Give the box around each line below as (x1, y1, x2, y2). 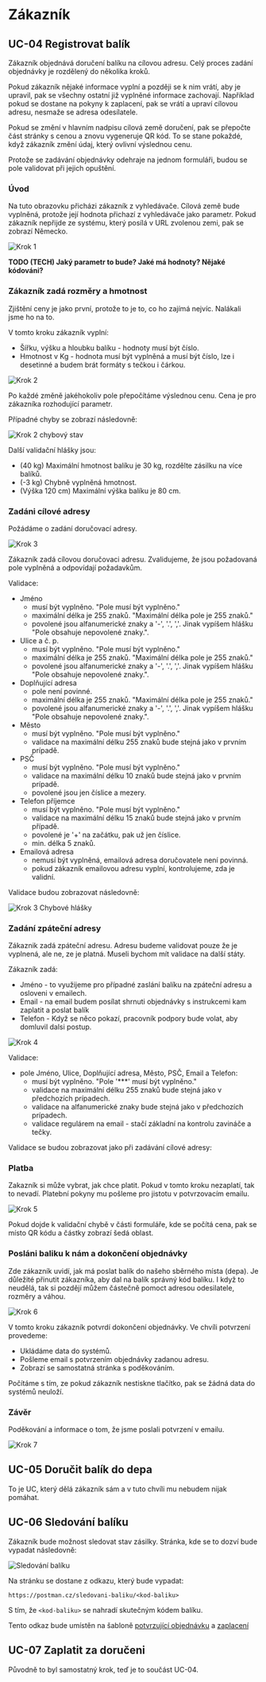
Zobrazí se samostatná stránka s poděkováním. (19, 1363, 175, 1372)
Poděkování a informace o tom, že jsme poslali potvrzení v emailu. (8, 1425, 225, 1434)
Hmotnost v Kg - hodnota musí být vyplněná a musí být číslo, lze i (19, 351, 235, 361)
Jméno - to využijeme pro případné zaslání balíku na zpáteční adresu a (19, 980, 253, 990)
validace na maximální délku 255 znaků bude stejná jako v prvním (31, 737, 247, 746)
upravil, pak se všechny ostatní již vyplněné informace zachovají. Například (8, 91, 255, 100)
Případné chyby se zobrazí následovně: (8, 415, 137, 424)
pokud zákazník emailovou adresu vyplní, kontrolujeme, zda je (31, 863, 236, 873)
